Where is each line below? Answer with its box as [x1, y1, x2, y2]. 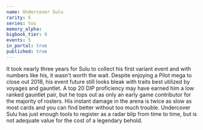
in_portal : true [6, 43, 47, 49]
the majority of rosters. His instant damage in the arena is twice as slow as [6, 97, 192, 104]
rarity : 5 [6, 15, 32, 21]
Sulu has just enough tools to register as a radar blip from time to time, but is [6, 110, 197, 117]
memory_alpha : [6, 26, 42, 32]
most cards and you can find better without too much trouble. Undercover [6, 104, 191, 111]
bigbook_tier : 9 [6, 32, 47, 38]
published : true [6, 49, 47, 55]
